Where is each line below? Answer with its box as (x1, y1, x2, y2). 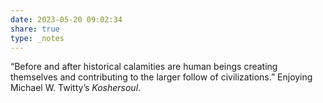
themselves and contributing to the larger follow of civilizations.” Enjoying (10, 71, 313, 83)
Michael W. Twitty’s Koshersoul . (10, 82, 142, 94)
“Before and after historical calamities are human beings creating (10, 61, 278, 73)
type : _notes (10, 33, 65, 43)
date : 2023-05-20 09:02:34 (10, 14, 123, 25)
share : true (10, 24, 60, 34)
